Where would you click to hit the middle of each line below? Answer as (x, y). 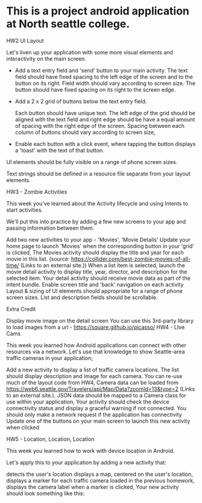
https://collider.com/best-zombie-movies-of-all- (131, 259)
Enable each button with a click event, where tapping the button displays (105, 144)
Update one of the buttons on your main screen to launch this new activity (98, 421)
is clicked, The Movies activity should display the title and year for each (95, 252)
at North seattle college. (68, 24)
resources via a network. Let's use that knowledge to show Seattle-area (96, 352)
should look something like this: (46, 493)
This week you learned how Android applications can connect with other (96, 345)
